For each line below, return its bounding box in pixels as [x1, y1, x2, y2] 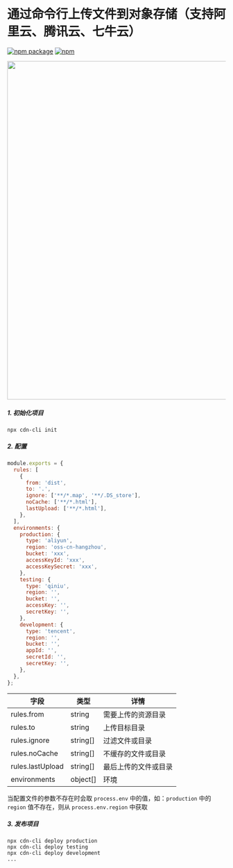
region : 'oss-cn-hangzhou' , [25, 544, 107, 551]
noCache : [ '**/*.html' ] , [25, 499, 98, 506]
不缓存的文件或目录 [103, 749, 166, 758]
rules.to [10, 722, 36, 732]
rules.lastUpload [10, 761, 64, 771]
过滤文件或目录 [103, 735, 153, 745]
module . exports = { [7, 460, 64, 467]
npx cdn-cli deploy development [7, 850, 101, 857]
